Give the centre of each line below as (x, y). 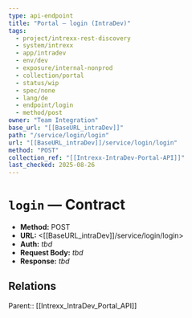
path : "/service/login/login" (59, 135)
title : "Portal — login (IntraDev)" (69, 23)
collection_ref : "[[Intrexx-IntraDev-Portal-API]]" (96, 157)
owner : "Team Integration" (53, 120)
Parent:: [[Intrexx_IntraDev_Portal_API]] (73, 305)
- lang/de (32, 98)
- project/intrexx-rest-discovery (73, 38)
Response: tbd (45, 261)
